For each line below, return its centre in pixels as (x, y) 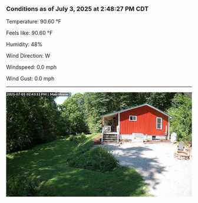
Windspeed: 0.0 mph (32, 67)
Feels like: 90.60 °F (29, 33)
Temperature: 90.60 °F (34, 22)
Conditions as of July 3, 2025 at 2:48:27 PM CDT (77, 9)
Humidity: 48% (24, 44)
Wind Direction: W (28, 56)
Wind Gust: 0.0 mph (30, 79)
